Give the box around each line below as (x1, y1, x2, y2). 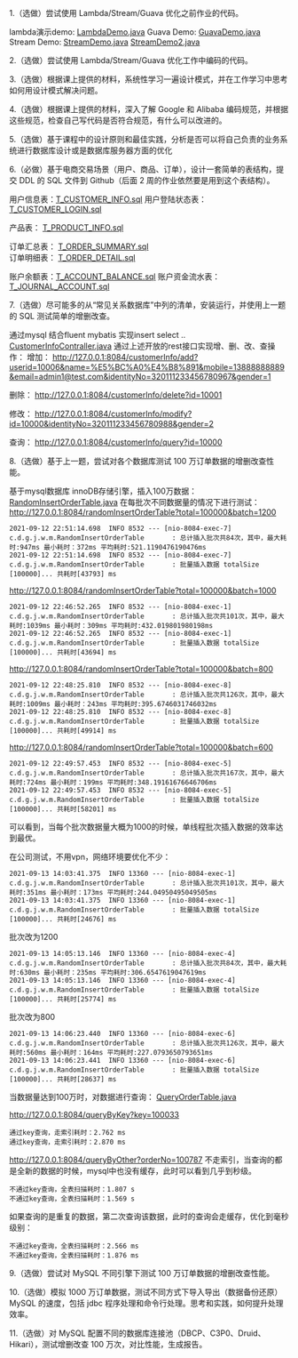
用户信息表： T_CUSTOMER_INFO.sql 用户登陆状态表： (9, 194, 207, 205)
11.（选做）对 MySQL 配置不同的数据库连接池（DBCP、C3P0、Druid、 (9, 1328, 266, 1338)
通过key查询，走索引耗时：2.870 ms (9, 1137, 126, 1146)
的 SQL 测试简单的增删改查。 (9, 310, 115, 321)
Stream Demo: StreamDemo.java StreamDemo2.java (9, 36, 200, 47)
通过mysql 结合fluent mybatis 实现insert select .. (9, 330, 186, 340)
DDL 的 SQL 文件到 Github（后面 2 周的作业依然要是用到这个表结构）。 (19, 175, 275, 185)
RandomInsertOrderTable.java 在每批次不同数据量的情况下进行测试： (9, 497, 260, 507)
